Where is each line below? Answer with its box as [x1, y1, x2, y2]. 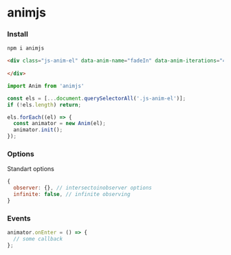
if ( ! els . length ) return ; [7, 101, 81, 108]
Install [7, 30, 29, 39]
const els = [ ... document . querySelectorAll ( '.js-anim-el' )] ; [7, 95, 186, 102]
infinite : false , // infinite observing [13, 191, 131, 198]
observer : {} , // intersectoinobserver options [13, 184, 153, 192]
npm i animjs [7, 45, 45, 52]
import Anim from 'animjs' [7, 82, 85, 89]
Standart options [7, 165, 55, 173]
